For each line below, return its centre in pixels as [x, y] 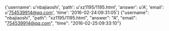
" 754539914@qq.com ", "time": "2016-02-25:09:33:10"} [63, 23]
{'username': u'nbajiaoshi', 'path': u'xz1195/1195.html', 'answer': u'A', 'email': [84, 7]
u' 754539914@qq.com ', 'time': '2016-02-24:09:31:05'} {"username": [77, 12]
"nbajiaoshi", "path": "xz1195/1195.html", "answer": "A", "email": [71, 18]
